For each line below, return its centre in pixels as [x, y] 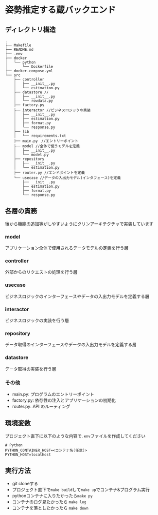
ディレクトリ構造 [30, 30]
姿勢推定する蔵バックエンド [61, 10]
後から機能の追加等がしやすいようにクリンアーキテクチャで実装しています [79, 224]
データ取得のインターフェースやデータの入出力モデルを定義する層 [71, 345]
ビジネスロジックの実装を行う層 [37, 320]
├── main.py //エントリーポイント [46, 141]
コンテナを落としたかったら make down [50, 508]
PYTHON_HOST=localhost [28, 455]
